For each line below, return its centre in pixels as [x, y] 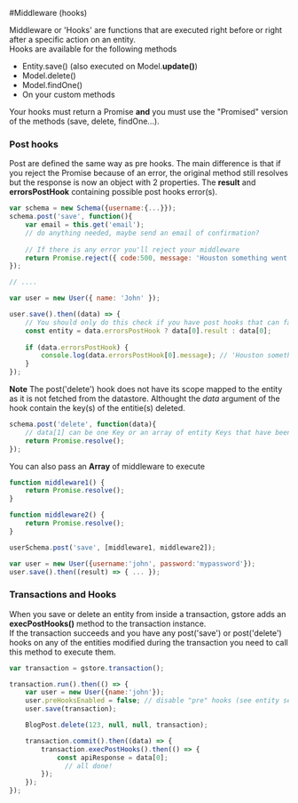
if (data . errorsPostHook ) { [77, 347]
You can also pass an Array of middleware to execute [107, 466]
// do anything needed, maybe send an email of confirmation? [142, 233]
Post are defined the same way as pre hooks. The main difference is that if [145, 164]
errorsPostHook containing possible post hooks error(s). [114, 192]
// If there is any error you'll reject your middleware [133, 249]
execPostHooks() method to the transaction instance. [108, 623]
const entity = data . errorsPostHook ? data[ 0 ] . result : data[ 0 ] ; [149, 331]
